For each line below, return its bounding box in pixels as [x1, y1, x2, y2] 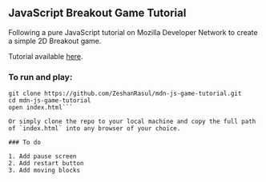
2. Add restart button [8, 160, 84, 168]
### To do [8, 139, 42, 147]
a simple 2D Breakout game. [8, 36, 102, 45]
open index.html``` [8, 104, 74, 112]
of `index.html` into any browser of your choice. [8, 125, 181, 133]
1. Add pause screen [8, 152, 78, 160]
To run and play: [8, 71, 73, 82]
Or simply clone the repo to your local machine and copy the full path [8, 117, 256, 126]
